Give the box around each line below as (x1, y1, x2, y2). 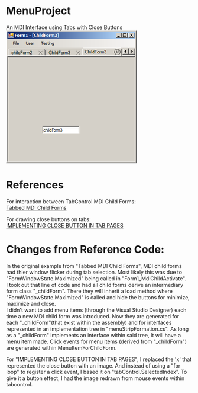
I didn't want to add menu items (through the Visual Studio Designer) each (6, 306, 187, 314)
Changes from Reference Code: (6, 243, 164, 256)
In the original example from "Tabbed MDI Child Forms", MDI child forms (6, 262, 182, 269)
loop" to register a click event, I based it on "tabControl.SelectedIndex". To (6, 368, 187, 375)
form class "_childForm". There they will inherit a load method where (6, 287, 173, 295)
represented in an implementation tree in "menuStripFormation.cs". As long (6, 325, 189, 333)
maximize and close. (6, 300, 56, 307)
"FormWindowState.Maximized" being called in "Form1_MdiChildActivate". (6, 274, 187, 282)
